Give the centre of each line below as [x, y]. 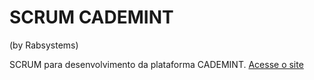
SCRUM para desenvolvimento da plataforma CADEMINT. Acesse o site [156, 64]
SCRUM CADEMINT [91, 17]
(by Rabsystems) [44, 45]
